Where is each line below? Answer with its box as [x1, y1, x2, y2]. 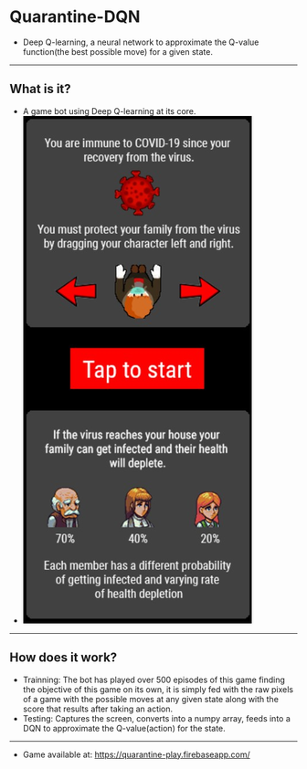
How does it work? [9, 650, 118, 666]
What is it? [9, 81, 71, 97]
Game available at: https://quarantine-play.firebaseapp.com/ [22, 749, 251, 760]
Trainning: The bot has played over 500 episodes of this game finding [22, 674, 286, 685]
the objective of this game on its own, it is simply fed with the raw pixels [22, 683, 294, 695]
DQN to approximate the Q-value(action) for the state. [22, 722, 226, 733]
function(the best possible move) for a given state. [22, 46, 213, 57]
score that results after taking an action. [22, 703, 174, 714]
